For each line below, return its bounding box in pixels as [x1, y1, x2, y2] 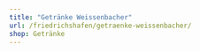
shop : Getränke [9, 29, 65, 38]
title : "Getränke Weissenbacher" [9, 12, 133, 22]
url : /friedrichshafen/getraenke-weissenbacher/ [9, 21, 192, 30]
